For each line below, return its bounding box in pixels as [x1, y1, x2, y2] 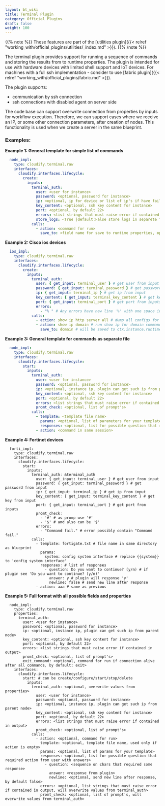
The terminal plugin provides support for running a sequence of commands [5, 54, 158, 60]
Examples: [5, 136, 31, 143]
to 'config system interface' [5, 558, 67, 563]
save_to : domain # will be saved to [40, 327, 115, 332]
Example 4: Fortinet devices [5, 437, 64, 442]
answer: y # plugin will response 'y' [49, 575, 129, 580]
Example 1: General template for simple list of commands [5, 148, 124, 154]
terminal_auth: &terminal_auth [31, 472, 96, 477]
